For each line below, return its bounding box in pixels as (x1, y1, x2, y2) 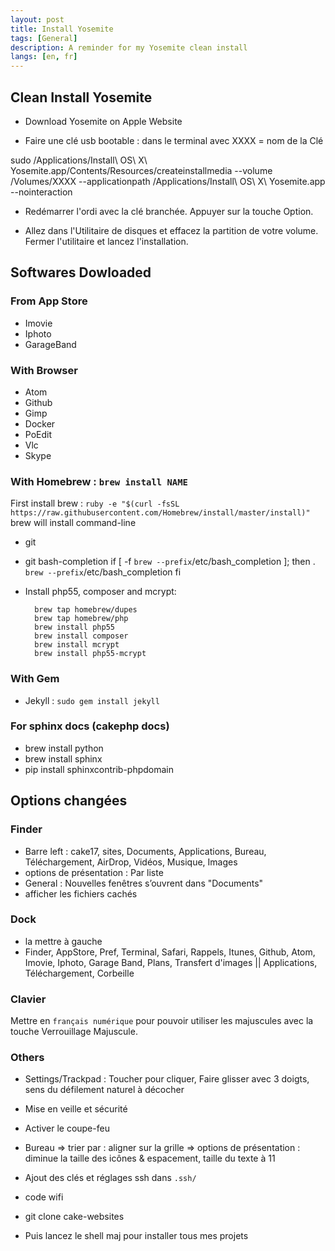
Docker (24, 417, 56, 430)
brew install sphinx (24, 752, 103, 765)
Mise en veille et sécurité (24, 1103, 128, 1115)
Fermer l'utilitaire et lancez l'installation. (24, 235, 189, 247)
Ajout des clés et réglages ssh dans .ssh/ (24, 1172, 197, 1184)
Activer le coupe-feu (24, 1122, 110, 1135)
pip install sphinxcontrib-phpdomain (24, 763, 175, 775)
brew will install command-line (10, 517, 137, 529)
